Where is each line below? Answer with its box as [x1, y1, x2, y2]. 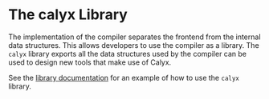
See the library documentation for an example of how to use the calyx [8, 73, 239, 82]
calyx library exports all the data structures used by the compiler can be [8, 49, 247, 58]
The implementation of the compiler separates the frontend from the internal [8, 32, 261, 42]
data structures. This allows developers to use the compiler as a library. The [8, 40, 259, 49]
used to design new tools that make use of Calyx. [8, 57, 172, 67]
